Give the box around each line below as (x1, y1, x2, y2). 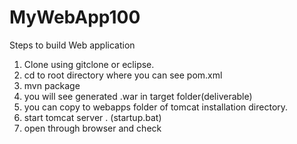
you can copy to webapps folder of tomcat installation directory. (23, 101, 289, 113)
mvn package (23, 79, 81, 91)
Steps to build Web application (9, 39, 136, 51)
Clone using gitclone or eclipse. (23, 58, 155, 70)
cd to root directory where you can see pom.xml (23, 69, 223, 81)
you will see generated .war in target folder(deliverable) (23, 90, 253, 102)
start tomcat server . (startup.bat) (23, 111, 162, 123)
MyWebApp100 (9, 6, 141, 29)
